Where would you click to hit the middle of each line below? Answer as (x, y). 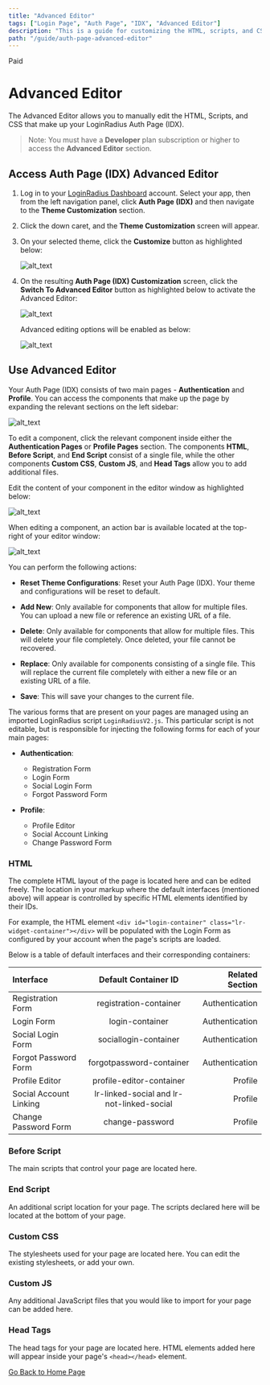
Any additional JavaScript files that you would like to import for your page (130, 1301)
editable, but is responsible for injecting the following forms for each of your (134, 729)
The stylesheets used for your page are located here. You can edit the (124, 1254)
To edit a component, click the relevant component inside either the (120, 438)
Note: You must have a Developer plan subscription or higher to (134, 140)
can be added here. (41, 1309)
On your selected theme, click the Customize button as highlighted (131, 241)
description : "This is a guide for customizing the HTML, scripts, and (131, 31)
